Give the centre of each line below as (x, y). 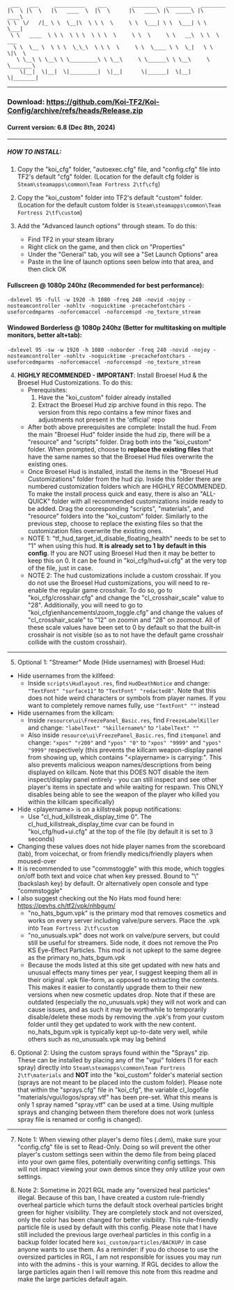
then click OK (47, 269)
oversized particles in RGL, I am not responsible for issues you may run (119, 1256)
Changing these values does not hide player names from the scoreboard (121, 846)
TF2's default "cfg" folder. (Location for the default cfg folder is (108, 177)
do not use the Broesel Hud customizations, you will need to (114, 583)
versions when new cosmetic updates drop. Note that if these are (122, 994)
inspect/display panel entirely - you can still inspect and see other (122, 779)
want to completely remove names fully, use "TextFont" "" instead (123, 705)
